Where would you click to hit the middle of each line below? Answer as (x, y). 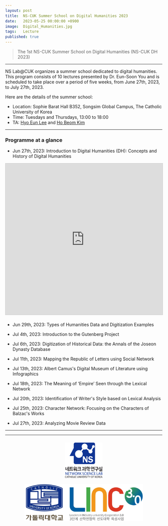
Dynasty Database (31, 349)
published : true (22, 37)
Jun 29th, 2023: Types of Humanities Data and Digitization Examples (83, 325)
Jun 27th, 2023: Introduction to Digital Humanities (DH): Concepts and (84, 151)
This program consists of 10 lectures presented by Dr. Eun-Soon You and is (82, 77)
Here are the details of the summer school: (49, 97)
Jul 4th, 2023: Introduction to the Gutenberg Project (66, 334)
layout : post (19, 10)
